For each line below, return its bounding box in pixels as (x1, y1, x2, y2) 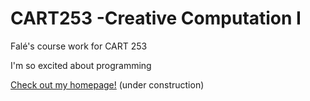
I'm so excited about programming (10, 59, 152, 71)
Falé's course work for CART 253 (10, 40, 148, 52)
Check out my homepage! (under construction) (10, 78, 205, 91)
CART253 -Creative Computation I (10, 7, 302, 30)
